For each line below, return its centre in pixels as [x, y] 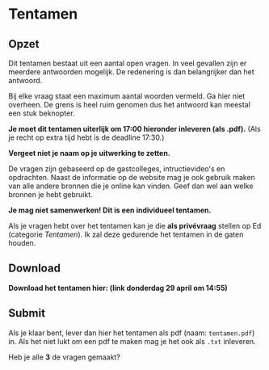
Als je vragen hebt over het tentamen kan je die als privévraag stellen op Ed [135, 226]
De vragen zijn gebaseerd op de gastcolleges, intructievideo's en [117, 169]
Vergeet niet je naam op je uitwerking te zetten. [90, 153]
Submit [27, 313]
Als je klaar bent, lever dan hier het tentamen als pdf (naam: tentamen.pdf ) [132, 333]
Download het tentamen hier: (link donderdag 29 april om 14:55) [118, 288]
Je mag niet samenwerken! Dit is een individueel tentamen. [110, 210]
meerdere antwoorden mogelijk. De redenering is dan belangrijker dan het [131, 72]
